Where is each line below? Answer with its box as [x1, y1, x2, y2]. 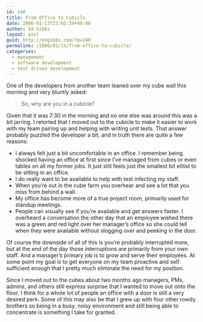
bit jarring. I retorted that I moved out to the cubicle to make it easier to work [6, 118, 198, 126]
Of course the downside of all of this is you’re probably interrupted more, [6, 239, 190, 246]
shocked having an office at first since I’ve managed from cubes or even [15, 156, 197, 163]
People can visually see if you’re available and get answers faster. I [15, 208, 184, 215]
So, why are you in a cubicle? [21, 100, 95, 108]
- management [12, 54, 45, 60]
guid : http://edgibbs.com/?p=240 [6, 37, 91, 43]
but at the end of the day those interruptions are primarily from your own [6, 245, 188, 253]
